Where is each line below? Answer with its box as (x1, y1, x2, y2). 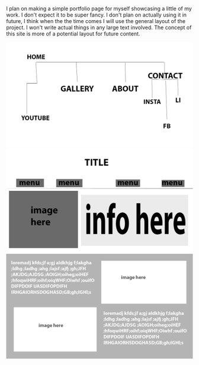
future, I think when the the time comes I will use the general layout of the (6, 18, 185, 24)
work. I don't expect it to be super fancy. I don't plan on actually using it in (6, 11, 187, 18)
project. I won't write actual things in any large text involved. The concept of (6, 24, 192, 31)
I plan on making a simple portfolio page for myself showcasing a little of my (6, 5, 192, 12)
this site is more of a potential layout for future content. (6, 30, 140, 37)
